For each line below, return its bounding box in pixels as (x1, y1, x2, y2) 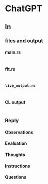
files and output (5, 37, 43, 44)
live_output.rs (5, 83, 36, 88)
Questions (5, 174, 27, 180)
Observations (5, 129, 33, 135)
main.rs (5, 50, 21, 55)
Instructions (5, 163, 31, 169)
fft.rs (5, 66, 16, 72)
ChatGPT (5, 3, 43, 14)
